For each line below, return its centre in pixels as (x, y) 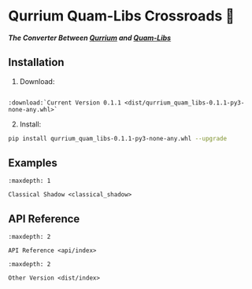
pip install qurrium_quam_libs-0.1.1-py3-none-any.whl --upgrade (117, 138)
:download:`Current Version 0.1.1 (65, 102)
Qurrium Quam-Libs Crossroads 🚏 (121, 16)
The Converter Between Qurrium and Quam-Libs (90, 38)
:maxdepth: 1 (30, 181)
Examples (33, 163)
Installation (36, 62)
